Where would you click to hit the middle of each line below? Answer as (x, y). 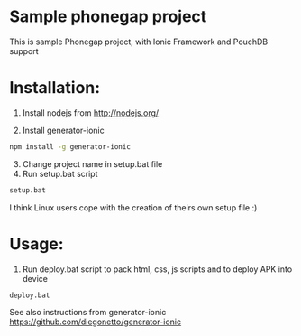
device (35, 278)
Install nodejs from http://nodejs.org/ (91, 112)
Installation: (55, 88)
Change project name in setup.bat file (92, 163)
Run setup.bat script (60, 173)
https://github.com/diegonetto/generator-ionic (96, 322)
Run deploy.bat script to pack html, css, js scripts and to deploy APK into (157, 269)
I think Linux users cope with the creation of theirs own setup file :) (133, 207)
